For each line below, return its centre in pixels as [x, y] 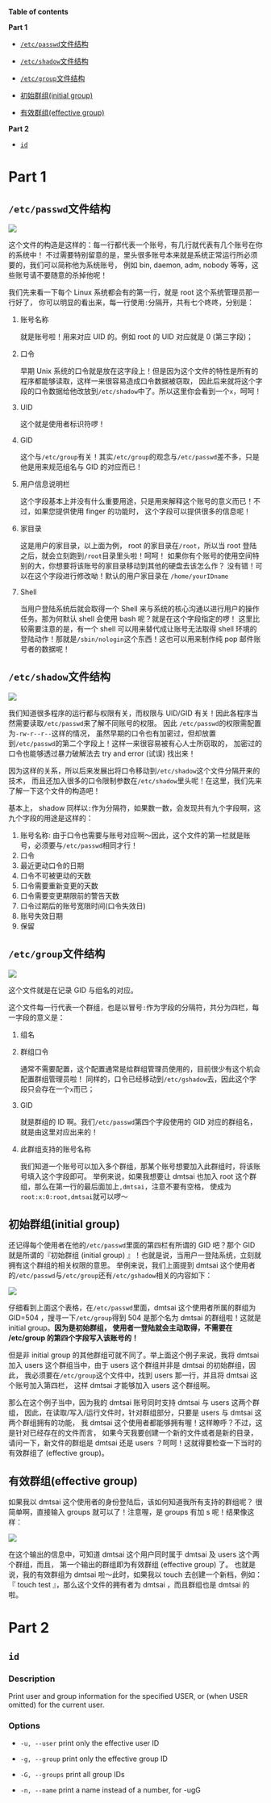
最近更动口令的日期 [52, 865]
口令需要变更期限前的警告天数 [69, 895]
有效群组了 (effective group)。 [58, 1453]
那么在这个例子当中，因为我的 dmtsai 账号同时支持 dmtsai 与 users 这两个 [130, 1403]
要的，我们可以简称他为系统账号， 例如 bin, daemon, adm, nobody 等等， [130, 265]
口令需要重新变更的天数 [59, 885]
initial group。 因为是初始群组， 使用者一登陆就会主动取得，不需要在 [121, 1328]
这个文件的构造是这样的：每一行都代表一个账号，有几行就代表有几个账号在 [132, 245]
